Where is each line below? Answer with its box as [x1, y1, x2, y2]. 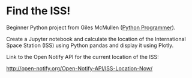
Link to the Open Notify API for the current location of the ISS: [6, 53, 159, 60]
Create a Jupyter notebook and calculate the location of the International [6, 35, 186, 42]
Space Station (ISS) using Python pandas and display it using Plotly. [6, 42, 174, 49]
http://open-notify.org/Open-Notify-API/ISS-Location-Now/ [6, 64, 153, 72]
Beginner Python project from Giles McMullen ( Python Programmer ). [6, 24, 176, 31]
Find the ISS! [6, 4, 71, 18]
